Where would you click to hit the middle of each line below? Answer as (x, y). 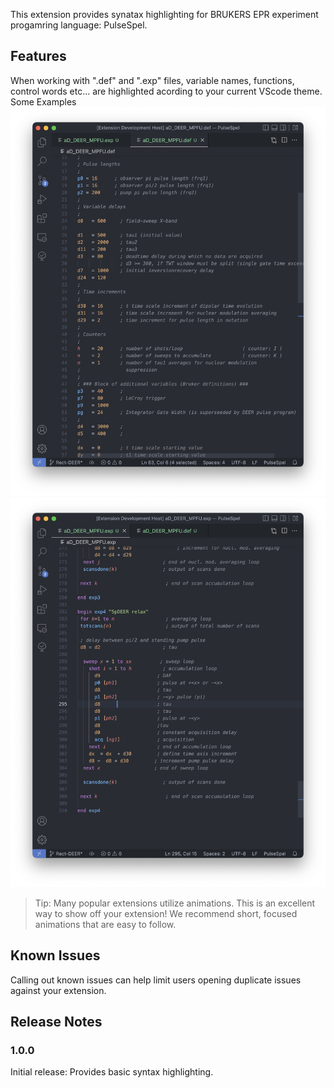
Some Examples (43, 101)
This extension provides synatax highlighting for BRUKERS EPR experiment (164, 14)
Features (38, 56)
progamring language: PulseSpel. (79, 25)
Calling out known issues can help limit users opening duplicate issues (156, 980)
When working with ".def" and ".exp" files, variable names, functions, (152, 80)
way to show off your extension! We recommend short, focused (166, 913)
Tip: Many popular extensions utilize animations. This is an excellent (175, 903)
